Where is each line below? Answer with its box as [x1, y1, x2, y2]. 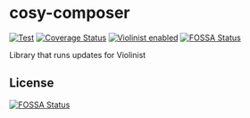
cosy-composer [9, 3, 130, 23]
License [9, 75, 54, 91]
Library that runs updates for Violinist [9, 49, 146, 60]
